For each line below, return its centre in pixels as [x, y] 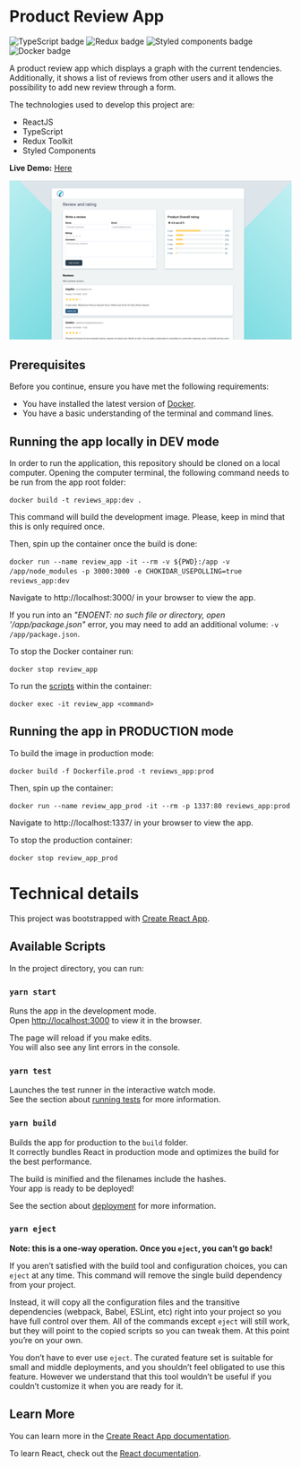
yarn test [30, 1071]
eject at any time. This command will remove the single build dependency [146, 1275]
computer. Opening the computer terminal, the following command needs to [149, 473]
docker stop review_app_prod [64, 858]
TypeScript [43, 131]
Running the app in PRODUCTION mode [122, 732]
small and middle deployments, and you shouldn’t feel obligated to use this [147, 1367]
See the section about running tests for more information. [115, 1100]
